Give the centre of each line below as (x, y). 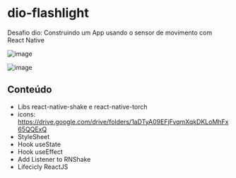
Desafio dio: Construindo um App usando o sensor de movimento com (110, 32)
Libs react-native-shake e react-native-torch (82, 107)
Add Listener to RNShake (54, 159)
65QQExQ (32, 129)
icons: (26, 114)
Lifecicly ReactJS (43, 167)
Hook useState (39, 144)
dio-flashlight (48, 13)
